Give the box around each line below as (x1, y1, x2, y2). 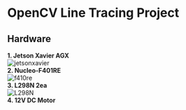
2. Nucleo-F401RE (7, 67, 62, 74)
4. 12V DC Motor (7, 96, 56, 104)
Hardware (7, 33, 51, 45)
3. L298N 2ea (7, 81, 48, 89)
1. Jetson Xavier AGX (7, 51, 70, 60)
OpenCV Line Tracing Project (7, 5, 180, 21)
